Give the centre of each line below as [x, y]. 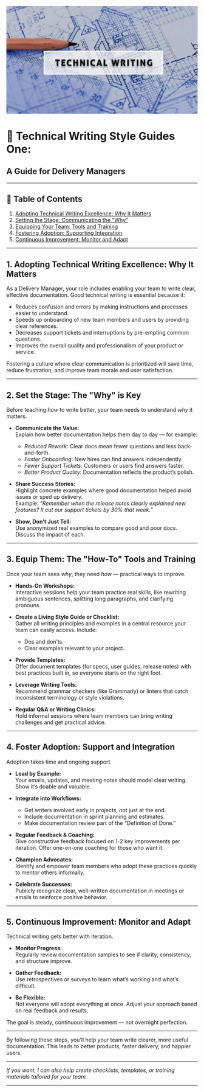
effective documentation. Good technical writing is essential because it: [96, 295]
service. [25, 352]
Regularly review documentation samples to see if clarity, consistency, [103, 955]
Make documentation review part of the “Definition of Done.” [100, 823]
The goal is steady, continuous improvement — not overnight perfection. [97, 1023]
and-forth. [37, 453]
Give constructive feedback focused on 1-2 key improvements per [97, 841]
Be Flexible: [30, 998]
